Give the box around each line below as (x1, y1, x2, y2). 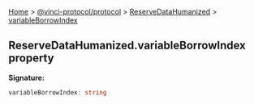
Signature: (8, 73, 45, 82)
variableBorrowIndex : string (8, 88, 107, 96)
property (8, 52, 54, 65)
